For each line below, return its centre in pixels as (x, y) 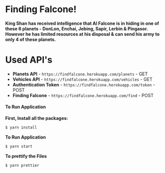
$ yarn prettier (22, 165)
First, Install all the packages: (37, 118)
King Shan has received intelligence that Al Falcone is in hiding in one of (82, 23)
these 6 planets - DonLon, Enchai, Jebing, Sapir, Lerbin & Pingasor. (76, 28)
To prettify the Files (26, 156)
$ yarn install (21, 127)
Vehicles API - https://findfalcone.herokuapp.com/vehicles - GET (82, 79)
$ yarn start (19, 146)
